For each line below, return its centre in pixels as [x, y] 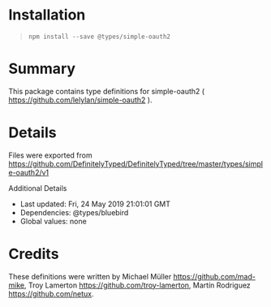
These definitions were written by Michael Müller [90, 276]
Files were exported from [50, 155]
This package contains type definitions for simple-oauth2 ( [107, 91]
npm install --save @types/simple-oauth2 [99, 37]
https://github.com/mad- [214, 276]
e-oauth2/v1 [29, 172]
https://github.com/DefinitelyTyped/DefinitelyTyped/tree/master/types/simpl [136, 163]
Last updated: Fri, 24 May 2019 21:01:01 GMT [95, 204]
